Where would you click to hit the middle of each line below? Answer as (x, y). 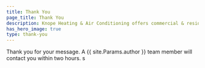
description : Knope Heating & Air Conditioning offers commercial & (95, 23)
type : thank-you (27, 35)
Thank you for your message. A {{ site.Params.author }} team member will (99, 52)
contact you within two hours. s (46, 58)
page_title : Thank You (35, 18)
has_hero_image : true (34, 29)
